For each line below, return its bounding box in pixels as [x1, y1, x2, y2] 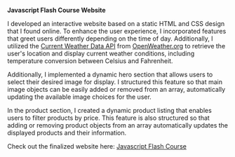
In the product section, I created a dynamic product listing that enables [7, 107, 212, 114]
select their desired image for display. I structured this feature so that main [7, 78, 223, 86]
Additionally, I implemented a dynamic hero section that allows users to [7, 70, 213, 78]
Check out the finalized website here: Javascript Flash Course [7, 142, 187, 150]
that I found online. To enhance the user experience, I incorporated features [7, 27, 227, 35]
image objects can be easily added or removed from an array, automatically [7, 86, 226, 93]
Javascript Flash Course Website [7, 6, 107, 14]
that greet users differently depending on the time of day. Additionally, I [7, 34, 213, 43]
